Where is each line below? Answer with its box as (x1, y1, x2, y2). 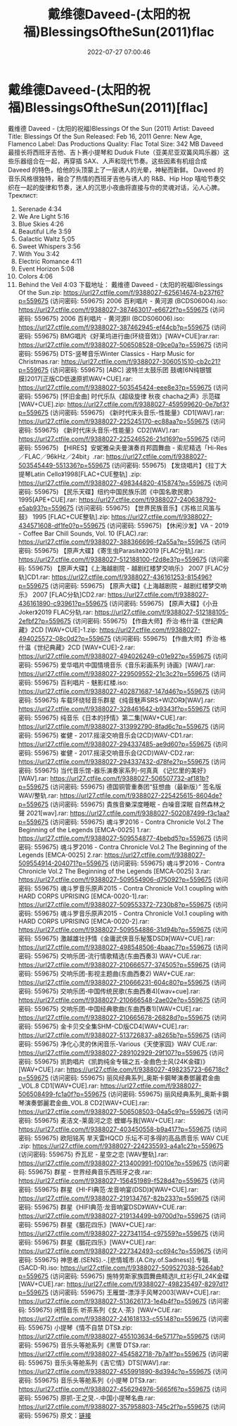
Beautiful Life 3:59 (18, 227, 72, 236)
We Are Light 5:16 (18, 212, 70, 220)
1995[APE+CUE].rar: (18, 495, 78, 504)
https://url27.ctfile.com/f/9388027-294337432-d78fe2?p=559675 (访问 (18, 757, 226, 765)
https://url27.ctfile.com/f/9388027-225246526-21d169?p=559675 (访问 (18, 434, 226, 443)
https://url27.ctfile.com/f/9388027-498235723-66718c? (66, 1065, 229, 1074)
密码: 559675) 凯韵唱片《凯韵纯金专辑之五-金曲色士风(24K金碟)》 (18, 1057, 210, 1066)
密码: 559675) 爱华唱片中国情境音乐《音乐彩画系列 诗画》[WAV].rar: (18, 661, 215, 669)
